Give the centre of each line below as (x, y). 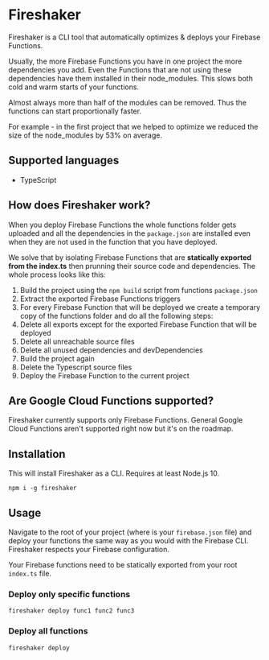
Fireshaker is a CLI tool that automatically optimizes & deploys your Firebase (134, 37)
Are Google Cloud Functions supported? (111, 400)
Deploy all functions (48, 631)
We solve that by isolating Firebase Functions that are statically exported (130, 257)
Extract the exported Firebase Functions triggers (100, 299)
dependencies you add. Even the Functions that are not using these (120, 69)
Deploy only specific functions (69, 594)
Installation (37, 454)
